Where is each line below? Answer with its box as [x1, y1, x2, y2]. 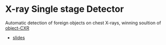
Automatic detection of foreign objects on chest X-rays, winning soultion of [5, 20, 161, 26]
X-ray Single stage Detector [5, 3, 124, 15]
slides [12, 35, 25, 41]
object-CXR [5, 25, 29, 31]
